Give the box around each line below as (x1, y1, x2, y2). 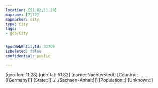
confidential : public (5, 53, 51, 58)
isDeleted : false (5, 49, 42, 54)
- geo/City (5, 31, 28, 36)
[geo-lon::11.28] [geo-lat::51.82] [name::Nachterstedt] (5, 71, 116, 78)
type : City (5, 21, 28, 27)
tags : (5, 26, 17, 31)
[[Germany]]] (5, 77, 33, 83)
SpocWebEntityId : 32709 (5, 44, 55, 49)
